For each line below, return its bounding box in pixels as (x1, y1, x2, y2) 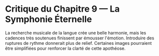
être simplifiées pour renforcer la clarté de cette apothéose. (5, 45, 126, 51)
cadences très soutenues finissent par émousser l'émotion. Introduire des (5, 35, 155, 41)
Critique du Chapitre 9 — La (5, 3, 120, 15)
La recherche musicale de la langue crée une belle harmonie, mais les (5, 30, 146, 36)
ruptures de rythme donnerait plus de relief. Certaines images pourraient (5, 40, 152, 46)
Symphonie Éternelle (5, 14, 92, 25)
